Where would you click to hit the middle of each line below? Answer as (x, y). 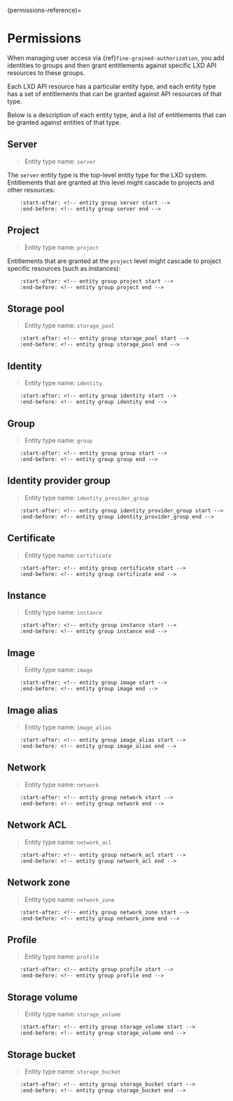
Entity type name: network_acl (68, 842)
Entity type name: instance (63, 613)
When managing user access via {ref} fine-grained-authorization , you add (116, 58)
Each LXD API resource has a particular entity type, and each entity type (112, 86)
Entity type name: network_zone (69, 899)
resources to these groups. (46, 72)
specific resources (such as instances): (64, 268)
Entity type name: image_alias (68, 727)
